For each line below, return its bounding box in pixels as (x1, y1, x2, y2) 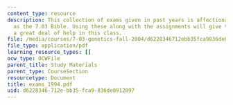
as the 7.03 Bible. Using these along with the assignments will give (13, 23, 222, 30)
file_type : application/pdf (7, 42, 89, 49)
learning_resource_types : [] (7, 49, 92, 56)
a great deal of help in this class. (13, 29, 123, 37)
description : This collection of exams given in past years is (7, 17, 194, 23)
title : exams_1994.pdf (7, 81, 73, 88)
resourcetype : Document (7, 74, 76, 82)
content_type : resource (7, 10, 76, 17)
